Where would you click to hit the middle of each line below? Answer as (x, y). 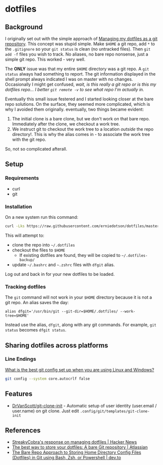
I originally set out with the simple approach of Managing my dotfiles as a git (81, 39)
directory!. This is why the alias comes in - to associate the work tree (81, 134)
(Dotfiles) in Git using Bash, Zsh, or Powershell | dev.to (66, 458)
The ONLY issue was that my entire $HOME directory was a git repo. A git (77, 69)
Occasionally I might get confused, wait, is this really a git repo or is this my (81, 84)
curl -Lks (15, 226)
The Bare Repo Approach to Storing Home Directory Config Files (77, 452)
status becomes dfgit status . (36, 330)
